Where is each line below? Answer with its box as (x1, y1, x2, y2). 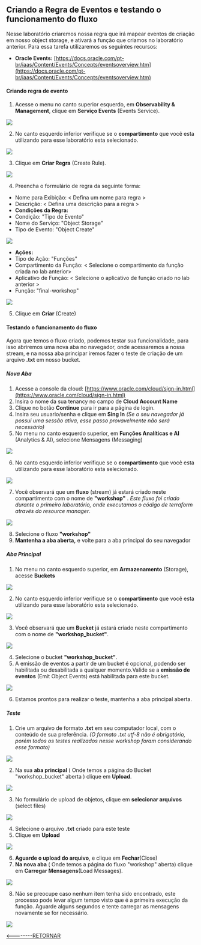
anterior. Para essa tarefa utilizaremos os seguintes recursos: (6, 43, 158, 50)
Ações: (14, 249, 34, 256)
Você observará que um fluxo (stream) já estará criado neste (14, 488, 166, 496)
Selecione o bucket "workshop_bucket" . (14, 654, 118, 661)
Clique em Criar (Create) (14, 310, 77, 317)
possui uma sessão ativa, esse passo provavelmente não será (14, 417, 170, 424)
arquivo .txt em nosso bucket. (6, 356, 81, 363)
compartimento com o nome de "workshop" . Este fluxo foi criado (14, 495, 180, 502)
